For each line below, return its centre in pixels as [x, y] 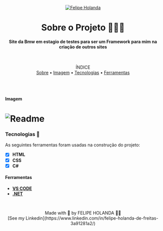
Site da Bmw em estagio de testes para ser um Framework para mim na [83, 42]
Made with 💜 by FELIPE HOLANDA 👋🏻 [83, 213]
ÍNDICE [83, 67]
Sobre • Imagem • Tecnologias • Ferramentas [83, 73]
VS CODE [22, 188]
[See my [16, 218]
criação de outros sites [83, 46]
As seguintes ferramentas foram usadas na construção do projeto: [73, 145]
